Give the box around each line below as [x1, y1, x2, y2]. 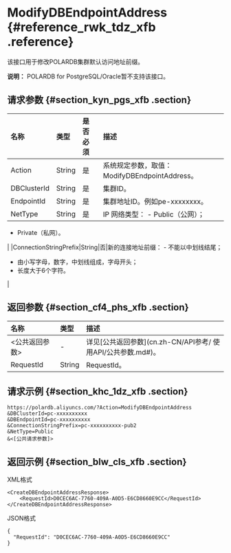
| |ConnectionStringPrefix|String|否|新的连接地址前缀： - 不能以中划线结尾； [7, 242, 223, 251]
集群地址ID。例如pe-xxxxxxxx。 [102, 196, 208, 206]
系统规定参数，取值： [102, 160, 172, 170]
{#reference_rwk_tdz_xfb [7, 19, 156, 35]
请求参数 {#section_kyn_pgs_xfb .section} [7, 94, 192, 106]
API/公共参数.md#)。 [92, 347, 160, 357]
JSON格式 [7, 514, 36, 523]
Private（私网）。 [16, 228, 65, 236]
